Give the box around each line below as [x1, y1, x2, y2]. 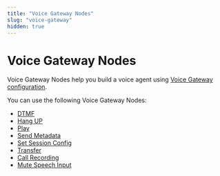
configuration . [7, 83, 47, 91]
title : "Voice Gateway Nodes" [7, 10, 94, 17]
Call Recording [17, 153, 59, 162]
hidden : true [7, 23, 45, 30]
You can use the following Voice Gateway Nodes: [7, 96, 147, 104]
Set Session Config [17, 139, 72, 147]
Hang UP [17, 117, 43, 125]
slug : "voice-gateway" [7, 17, 72, 23]
